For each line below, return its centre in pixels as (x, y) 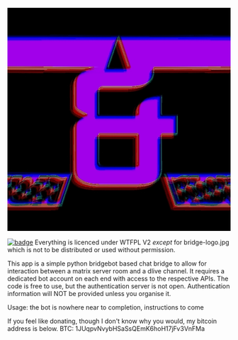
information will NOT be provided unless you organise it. (89, 294)
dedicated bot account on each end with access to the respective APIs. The (118, 278)
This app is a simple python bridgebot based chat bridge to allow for (107, 263)
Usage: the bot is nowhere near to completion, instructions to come (106, 307)
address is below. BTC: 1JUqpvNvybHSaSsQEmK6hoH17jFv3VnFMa (106, 329)
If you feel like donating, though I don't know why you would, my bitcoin (112, 321)
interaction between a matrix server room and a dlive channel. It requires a (116, 271)
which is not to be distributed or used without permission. (91, 250)
